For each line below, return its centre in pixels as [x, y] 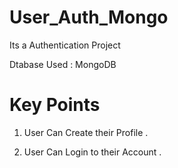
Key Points [55, 105]
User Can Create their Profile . [86, 132]
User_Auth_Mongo [89, 17]
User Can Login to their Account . [92, 152]
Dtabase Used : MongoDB [63, 64]
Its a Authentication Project [65, 45]
